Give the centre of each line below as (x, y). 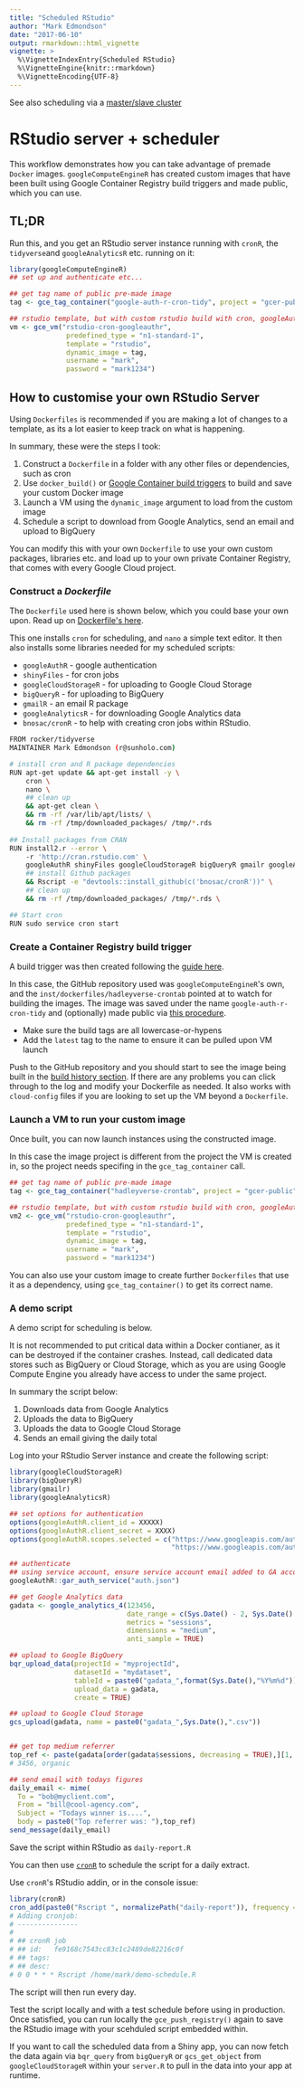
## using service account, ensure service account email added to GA (143, 1572)
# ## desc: (30, 1966)
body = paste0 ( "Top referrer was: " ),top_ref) (107, 1822)
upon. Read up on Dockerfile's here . (77, 621)
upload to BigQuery (59, 531)
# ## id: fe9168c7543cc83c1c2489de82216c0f (96, 1950)
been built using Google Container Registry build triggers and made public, (149, 183)
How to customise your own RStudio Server (134, 398)
